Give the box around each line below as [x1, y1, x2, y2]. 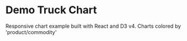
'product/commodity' [5, 28, 57, 35]
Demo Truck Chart [5, 3, 98, 17]
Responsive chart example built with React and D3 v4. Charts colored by [5, 23, 181, 29]
